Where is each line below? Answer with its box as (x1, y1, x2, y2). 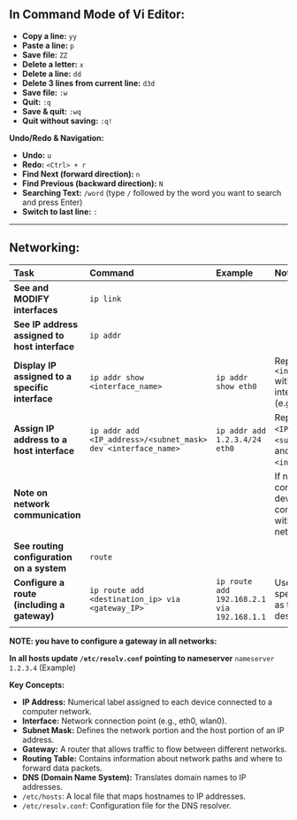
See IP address (13, 318, 79, 331)
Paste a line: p (21, 40, 75, 51)
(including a (13, 598, 65, 611)
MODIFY (13, 293, 50, 305)
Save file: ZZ (21, 49, 68, 60)
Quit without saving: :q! (21, 115, 113, 126)
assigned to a (13, 370, 72, 382)
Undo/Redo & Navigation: (9, 132, 104, 143)
